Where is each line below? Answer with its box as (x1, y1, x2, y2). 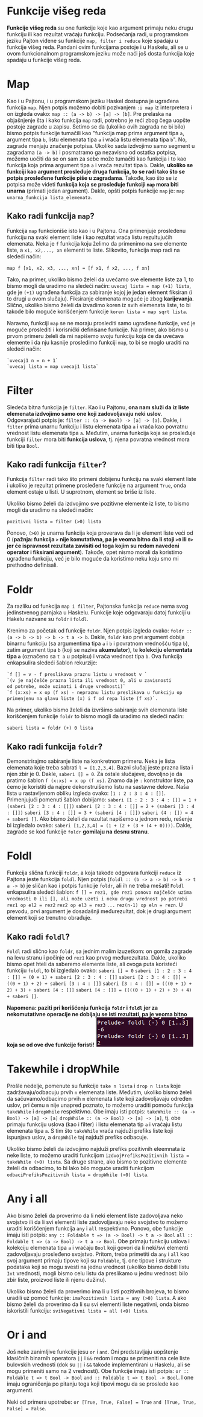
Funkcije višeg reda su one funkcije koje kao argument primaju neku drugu (7, 24, 193, 31)
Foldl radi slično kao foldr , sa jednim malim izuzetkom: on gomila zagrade (7, 947, 192, 955)
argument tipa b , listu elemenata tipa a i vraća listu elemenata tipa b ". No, (7, 136, 187, 143)
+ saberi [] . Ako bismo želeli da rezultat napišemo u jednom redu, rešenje (7, 815, 193, 823)
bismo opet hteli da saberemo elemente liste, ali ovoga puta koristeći (7, 960, 177, 967)
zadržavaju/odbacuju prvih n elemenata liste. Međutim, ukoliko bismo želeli (7, 1088, 193, 1096)
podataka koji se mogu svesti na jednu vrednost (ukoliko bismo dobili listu (7, 1263, 190, 1270)
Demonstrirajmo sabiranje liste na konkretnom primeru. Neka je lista (7, 757, 175, 765)
